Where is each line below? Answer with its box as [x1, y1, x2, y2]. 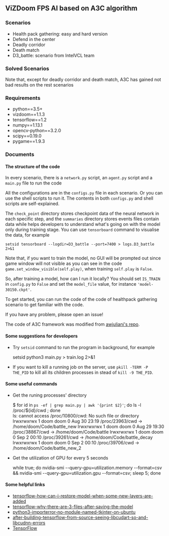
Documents [5, 151, 34, 158]
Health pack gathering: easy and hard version [12, 30, 108, 37]
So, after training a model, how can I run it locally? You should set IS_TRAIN [5, 276, 160, 282]
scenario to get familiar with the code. [5, 301, 84, 308]
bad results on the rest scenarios [5, 82, 74, 88]
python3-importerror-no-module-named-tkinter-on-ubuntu [12, 509, 136, 515]
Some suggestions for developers [5, 333, 78, 339]
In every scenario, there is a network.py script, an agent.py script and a [5, 175, 153, 181]
